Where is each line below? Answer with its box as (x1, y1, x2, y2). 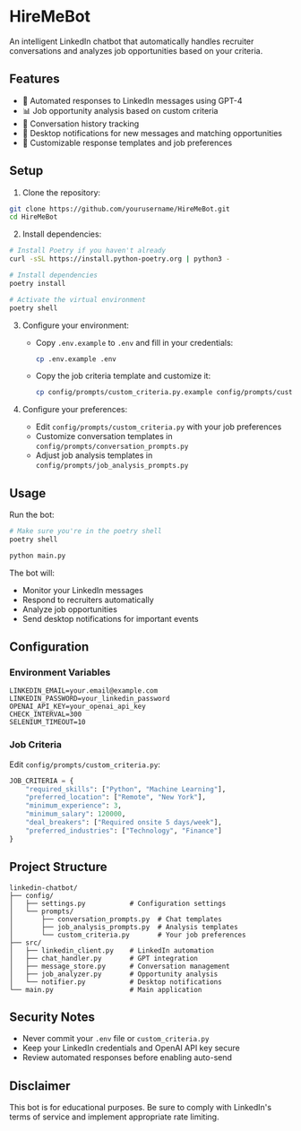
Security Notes (9, 1009, 96, 1024)
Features (9, 72, 60, 87)
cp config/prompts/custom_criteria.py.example (35, 388, 213, 397)
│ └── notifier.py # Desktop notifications (9, 977, 222, 987)
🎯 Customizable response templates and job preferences (21, 137, 233, 148)
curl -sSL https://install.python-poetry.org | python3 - (9, 255, 230, 263)
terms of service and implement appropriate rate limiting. (9, 1111, 219, 1122)
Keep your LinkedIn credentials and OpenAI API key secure (21, 1042, 240, 1054)
